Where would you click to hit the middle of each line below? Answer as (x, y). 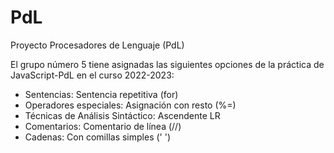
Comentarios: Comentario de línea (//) (103, 126)
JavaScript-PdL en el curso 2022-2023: (92, 75)
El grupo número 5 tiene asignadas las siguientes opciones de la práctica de (167, 64)
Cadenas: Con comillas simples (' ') (97, 137)
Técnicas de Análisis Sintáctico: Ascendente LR (122, 115)
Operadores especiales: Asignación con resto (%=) (130, 105)
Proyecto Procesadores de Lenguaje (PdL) (97, 45)
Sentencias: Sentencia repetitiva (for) (101, 94)
